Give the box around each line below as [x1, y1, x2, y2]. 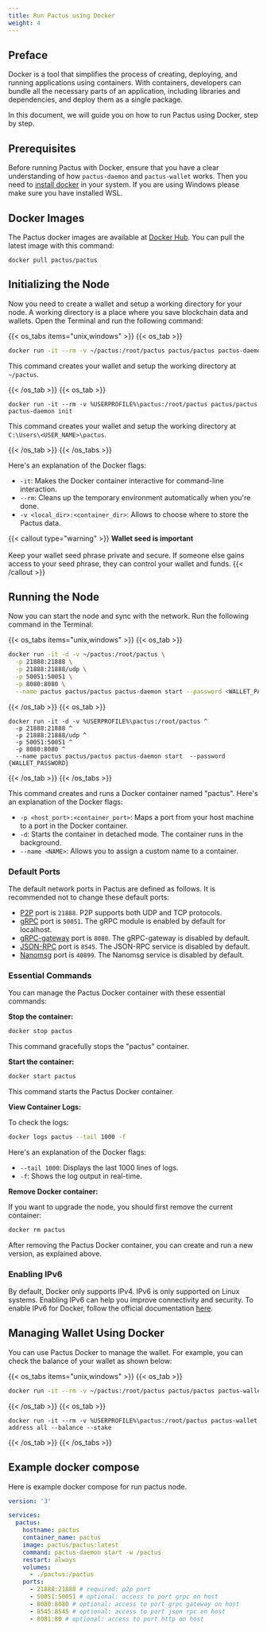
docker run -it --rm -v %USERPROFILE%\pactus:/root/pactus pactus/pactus [8, 400, 258, 408]
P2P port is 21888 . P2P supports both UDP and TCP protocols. [19, 907, 222, 917]
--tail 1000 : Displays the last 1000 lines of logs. [19, 1163, 179, 1172]
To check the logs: [8, 1118, 69, 1128]
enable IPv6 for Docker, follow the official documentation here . [8, 1303, 213, 1313]
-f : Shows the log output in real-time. [19, 1171, 143, 1181]
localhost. [19, 924, 52, 934]
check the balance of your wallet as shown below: [8, 1356, 172, 1365]
